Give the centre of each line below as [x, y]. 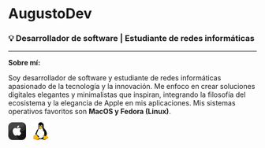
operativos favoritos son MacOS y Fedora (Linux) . [90, 112]
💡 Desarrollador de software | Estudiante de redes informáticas [131, 39]
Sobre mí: [24, 63]
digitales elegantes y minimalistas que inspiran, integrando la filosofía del [127, 94]
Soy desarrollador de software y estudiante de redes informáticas [115, 78]
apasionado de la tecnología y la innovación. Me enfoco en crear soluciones [132, 87]
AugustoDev [50, 14]
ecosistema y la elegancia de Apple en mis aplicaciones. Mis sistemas [122, 103]
